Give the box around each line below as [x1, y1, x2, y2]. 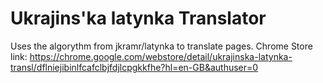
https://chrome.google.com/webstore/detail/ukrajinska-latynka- [29, 50, 293, 62]
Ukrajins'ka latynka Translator [10, 7, 267, 30]
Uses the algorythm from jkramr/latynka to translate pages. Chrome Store [10, 40, 313, 52]
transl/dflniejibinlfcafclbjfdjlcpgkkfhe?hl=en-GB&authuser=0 [10, 61, 259, 73]
